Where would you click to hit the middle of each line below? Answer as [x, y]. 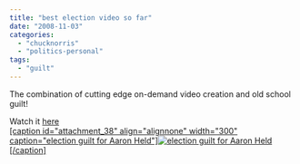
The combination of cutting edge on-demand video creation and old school [150, 94]
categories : [32, 34]
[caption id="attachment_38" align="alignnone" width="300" [124, 130]
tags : [20, 60]
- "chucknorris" [48, 43]
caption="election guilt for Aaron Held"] [84, 140]
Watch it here [35, 121]
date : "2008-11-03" [46, 26]
